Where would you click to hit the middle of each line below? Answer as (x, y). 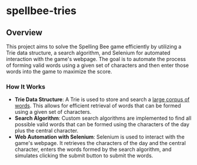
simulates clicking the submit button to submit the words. (84, 156)
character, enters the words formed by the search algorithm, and (93, 149)
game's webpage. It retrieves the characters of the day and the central (100, 143)
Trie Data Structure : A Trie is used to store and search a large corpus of (102, 100)
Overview (24, 33)
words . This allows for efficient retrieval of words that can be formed (98, 106)
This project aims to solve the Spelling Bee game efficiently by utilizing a (94, 46)
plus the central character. (46, 131)
